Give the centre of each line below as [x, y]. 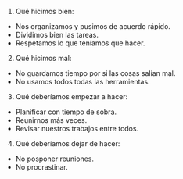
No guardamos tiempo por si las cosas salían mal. [95, 73]
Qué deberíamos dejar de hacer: [68, 143]
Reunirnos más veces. [51, 120]
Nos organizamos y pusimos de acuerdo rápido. [93, 26]
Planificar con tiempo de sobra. [66, 112]
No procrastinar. [41, 167]
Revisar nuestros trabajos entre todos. [77, 129]
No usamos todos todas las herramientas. [83, 82]
